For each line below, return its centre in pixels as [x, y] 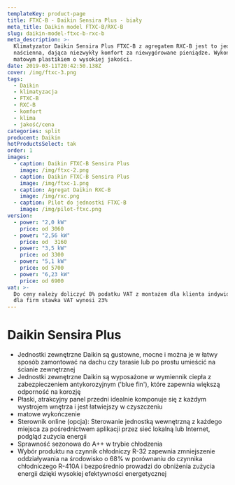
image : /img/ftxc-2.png [55, 170]
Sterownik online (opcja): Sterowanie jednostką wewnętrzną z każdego [120, 422]
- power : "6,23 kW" [42, 274]
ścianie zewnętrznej [46, 369]
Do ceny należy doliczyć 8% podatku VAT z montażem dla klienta [109, 294]
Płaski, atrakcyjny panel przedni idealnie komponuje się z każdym [112, 399]
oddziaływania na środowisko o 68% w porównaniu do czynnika [110, 459]
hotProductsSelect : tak [42, 144]
